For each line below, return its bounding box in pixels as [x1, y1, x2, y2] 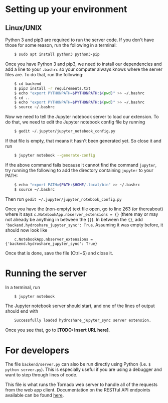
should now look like [5, 227, 48, 233]
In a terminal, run [5, 284, 40, 290]
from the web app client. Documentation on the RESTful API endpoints [5, 387, 150, 393]
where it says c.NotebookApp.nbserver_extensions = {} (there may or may [5, 211, 158, 217]
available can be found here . [5, 392, 64, 398]
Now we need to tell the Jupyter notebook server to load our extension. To [5, 114, 159, 120]
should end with [5, 308, 39, 314]
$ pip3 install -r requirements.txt [14, 86, 91, 91]
